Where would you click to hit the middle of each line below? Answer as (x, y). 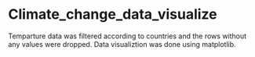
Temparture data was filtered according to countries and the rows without (127, 36)
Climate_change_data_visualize (113, 14)
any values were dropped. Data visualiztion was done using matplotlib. (122, 44)
